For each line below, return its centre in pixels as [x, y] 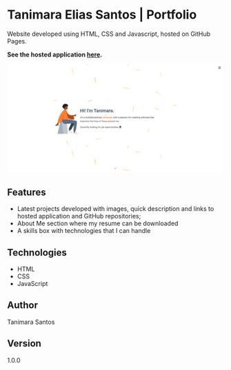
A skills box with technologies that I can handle [84, 231]
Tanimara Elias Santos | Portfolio [102, 15]
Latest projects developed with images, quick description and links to [115, 209]
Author [22, 306]
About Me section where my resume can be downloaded [98, 223]
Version [24, 343]
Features [27, 192]
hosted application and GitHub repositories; [79, 216]
